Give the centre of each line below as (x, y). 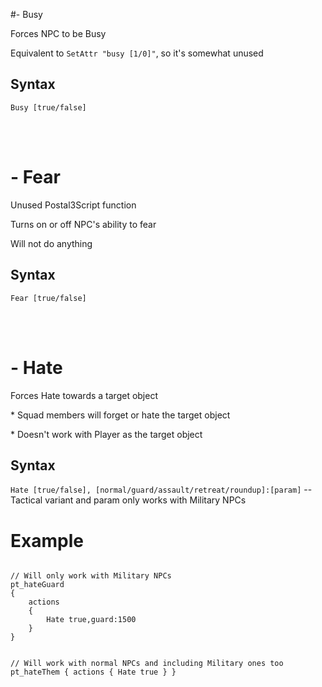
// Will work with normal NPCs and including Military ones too (147, 664)
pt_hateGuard (37, 585)
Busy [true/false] (48, 107)
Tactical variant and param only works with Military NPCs (128, 500)
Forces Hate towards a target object (84, 395)
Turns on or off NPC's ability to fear (83, 224)
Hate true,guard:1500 (91, 620)
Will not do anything (51, 243)
